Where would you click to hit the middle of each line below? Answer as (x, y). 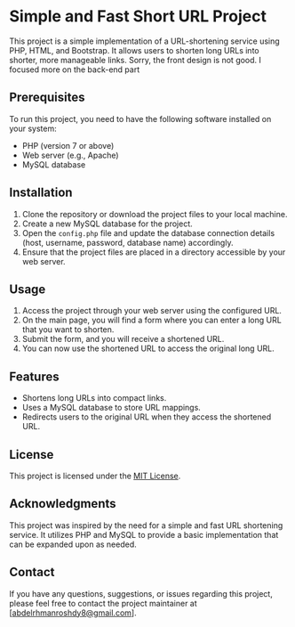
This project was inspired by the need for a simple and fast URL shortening (146, 525)
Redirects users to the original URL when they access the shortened (147, 417)
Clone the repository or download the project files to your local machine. (155, 214)
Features (34, 376)
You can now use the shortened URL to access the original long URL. (148, 348)
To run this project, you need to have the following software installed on (140, 118)
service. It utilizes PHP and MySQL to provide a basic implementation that (144, 534)
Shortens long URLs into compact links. (94, 398)
